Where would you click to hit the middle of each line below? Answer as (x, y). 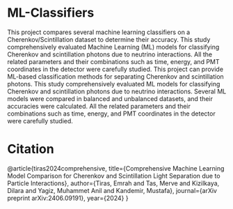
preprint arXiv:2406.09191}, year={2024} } (68, 198)
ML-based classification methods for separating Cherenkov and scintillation (115, 76)
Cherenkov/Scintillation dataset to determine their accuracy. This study (109, 39)
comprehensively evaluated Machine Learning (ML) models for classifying (113, 47)
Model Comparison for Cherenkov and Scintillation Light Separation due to (114, 176)
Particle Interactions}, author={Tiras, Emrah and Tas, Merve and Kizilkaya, (113, 183)
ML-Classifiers (51, 13)
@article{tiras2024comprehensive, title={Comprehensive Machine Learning (116, 168)
